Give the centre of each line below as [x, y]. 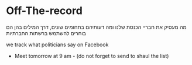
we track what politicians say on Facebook [57, 45]
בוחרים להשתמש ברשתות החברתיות [46, 33]
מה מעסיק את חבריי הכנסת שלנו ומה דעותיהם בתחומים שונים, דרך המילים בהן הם [96, 27]
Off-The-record [44, 11]
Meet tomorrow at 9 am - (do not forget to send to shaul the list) [92, 56]
